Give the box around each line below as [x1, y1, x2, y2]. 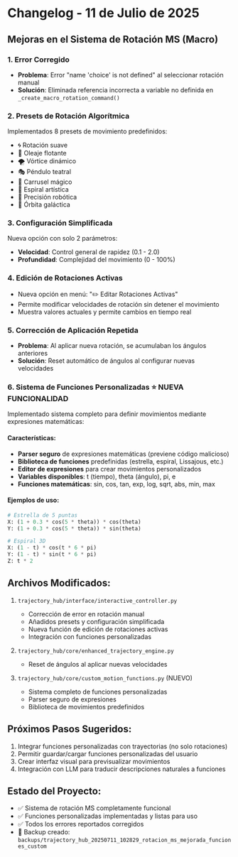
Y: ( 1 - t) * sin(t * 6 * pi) [7, 551, 97, 558]
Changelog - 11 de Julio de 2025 [7, 5, 200, 21]
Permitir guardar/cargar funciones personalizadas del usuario [17, 749, 198, 758]
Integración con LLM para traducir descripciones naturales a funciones [17, 765, 226, 773]
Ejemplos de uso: [7, 496, 60, 505]
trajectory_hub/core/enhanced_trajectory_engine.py [17, 648, 174, 655]
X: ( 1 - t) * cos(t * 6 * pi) [7, 545, 97, 552]
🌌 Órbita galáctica [17, 200, 71, 209]
